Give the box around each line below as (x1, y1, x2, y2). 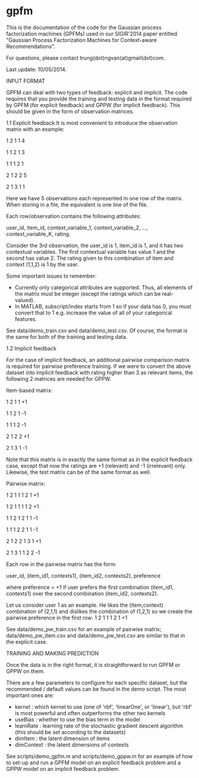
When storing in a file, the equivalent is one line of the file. (6, 201, 148, 208)
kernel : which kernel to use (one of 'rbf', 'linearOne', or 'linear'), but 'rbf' (14, 703, 192, 710)
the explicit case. (6, 638, 48, 645)
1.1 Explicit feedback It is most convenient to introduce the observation (6, 119, 178, 126)
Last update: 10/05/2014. (6, 65, 67, 73)
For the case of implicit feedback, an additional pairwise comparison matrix (6, 356, 190, 363)
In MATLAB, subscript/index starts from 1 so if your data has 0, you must (14, 303, 191, 310)
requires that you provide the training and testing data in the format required (6, 95, 192, 102)
